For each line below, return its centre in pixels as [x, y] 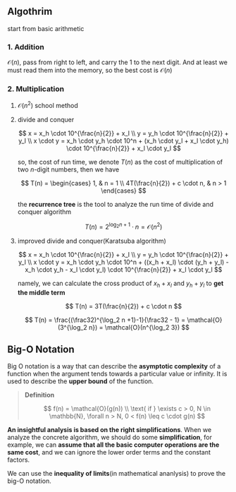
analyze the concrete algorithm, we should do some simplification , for [110, 438]
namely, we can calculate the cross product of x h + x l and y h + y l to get [120, 284]
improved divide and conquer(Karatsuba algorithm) [92, 241]
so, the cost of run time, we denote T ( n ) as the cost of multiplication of [120, 162]
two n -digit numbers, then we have [68, 169]
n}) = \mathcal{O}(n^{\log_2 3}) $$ [139, 327]
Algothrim [30, 12]
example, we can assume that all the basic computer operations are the [113, 445]
